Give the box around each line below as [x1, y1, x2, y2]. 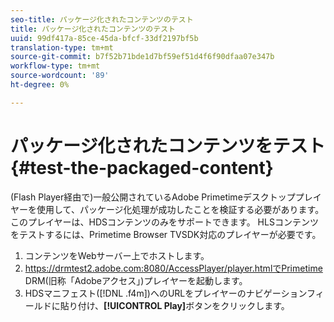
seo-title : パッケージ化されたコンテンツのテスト [10, 14, 194, 25]
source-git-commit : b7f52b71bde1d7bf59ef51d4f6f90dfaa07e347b [10, 52, 275, 62]
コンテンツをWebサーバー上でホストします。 [24, 249, 210, 261]
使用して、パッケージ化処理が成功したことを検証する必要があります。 [36, 203, 325, 215]
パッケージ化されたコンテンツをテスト [10, 134, 326, 157]
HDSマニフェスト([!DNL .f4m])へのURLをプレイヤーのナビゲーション [24, 287, 308, 299]
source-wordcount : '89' [10, 71, 110, 81]
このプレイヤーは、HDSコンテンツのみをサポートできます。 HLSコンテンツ [10, 216, 319, 228]
